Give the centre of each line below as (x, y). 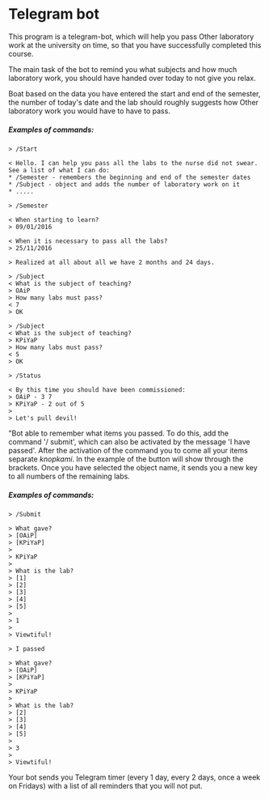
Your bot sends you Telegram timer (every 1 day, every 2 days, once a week (134, 777)
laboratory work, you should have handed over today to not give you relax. (132, 78)
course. (21, 53)
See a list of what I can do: (59, 170)
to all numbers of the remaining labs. (69, 476)
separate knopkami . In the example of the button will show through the (126, 459)
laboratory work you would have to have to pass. (90, 111)
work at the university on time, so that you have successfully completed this (135, 45)
